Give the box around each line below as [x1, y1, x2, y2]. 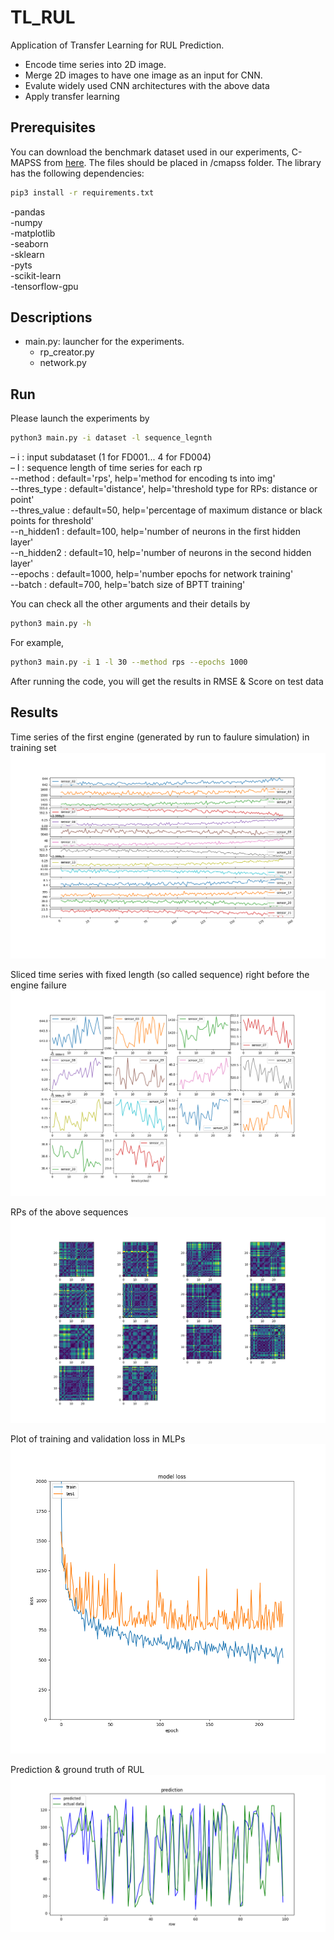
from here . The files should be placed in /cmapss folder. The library [43, 156, 322, 168]
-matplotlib [10, 227, 56, 239]
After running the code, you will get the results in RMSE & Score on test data [10, 675, 324, 687]
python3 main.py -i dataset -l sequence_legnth [10, 433, 213, 443]
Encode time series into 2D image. [24, 58, 167, 70]
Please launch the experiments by [10, 412, 150, 425]
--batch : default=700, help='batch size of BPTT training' [10, 579, 246, 591]
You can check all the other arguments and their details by [10, 598, 251, 610]
